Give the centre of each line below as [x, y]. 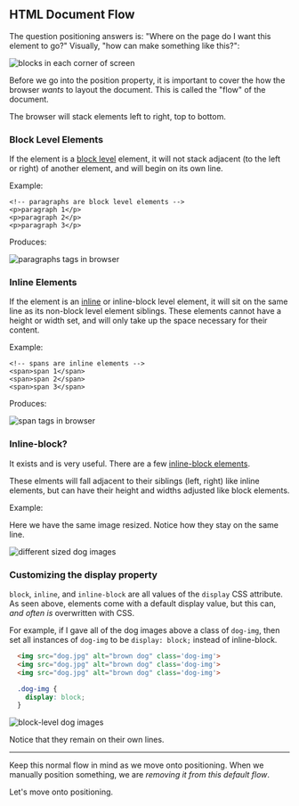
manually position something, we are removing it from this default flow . [139, 775]
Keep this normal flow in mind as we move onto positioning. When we [137, 765]
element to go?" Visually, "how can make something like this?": [125, 45]
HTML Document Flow [72, 15]
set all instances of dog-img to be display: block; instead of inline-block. [143, 640]
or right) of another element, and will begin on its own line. [117, 169]
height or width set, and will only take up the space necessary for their [138, 321]
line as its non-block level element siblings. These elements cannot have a [145, 311]
